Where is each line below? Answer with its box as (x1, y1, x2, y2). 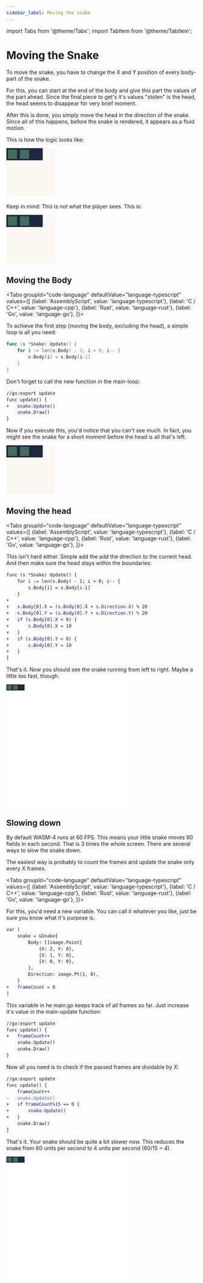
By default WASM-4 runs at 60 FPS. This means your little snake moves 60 (6, 834, 193, 841)
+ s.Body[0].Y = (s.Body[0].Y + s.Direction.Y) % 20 (6, 610, 148, 617)
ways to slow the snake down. (6, 846, 82, 854)
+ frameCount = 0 (6, 984, 56, 990)
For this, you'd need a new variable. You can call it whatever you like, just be (6, 908, 197, 915)
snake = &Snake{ (17, 933, 59, 939)
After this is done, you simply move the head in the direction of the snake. (6, 111, 190, 118)
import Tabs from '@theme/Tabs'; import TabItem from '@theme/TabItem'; (6, 27, 193, 35)
